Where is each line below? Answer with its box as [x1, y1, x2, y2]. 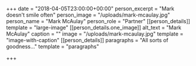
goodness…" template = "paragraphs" [6, 43, 99, 50]
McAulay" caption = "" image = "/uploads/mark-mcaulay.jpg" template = [6, 30, 184, 37]
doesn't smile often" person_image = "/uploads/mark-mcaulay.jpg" [6, 11, 170, 18]
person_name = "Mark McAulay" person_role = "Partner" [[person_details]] [6, 18, 191, 24]
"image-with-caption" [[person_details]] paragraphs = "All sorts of [6, 37, 169, 43]
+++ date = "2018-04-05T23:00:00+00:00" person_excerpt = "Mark [6, 5, 175, 12]
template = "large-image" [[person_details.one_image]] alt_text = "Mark [6, 24, 182, 31]
